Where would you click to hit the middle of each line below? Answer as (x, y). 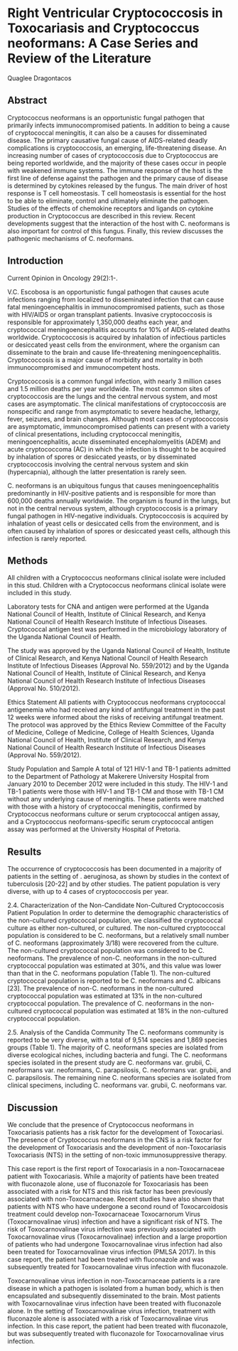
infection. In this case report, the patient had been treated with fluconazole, (118, 1326)
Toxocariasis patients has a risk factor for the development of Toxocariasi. (116, 1132)
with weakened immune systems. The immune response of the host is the (115, 170)
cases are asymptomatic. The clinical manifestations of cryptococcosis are (117, 404)
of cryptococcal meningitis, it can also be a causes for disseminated (107, 132)
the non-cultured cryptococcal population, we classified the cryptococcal (115, 920)
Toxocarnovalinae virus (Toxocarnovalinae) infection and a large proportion (117, 1237)
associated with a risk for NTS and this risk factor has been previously (110, 1191)
